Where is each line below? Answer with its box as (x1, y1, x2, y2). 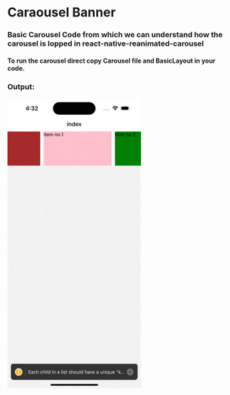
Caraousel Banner (7, 4, 116, 21)
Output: (7, 81, 35, 91)
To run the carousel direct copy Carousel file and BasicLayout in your (7, 56, 216, 65)
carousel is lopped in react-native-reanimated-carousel (7, 39, 204, 48)
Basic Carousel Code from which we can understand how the (7, 30, 223, 40)
